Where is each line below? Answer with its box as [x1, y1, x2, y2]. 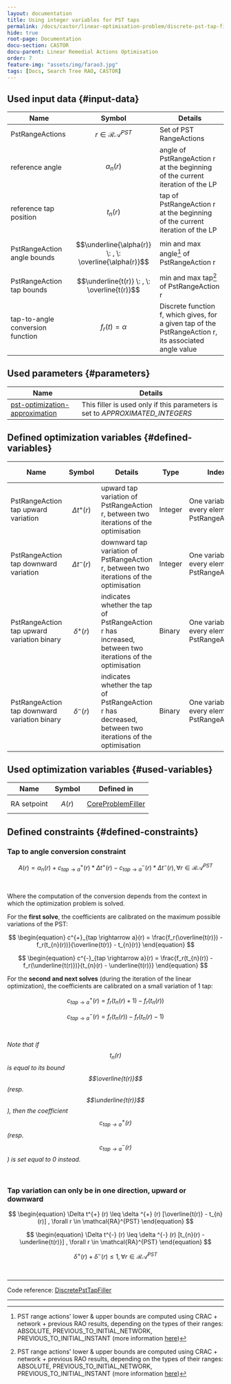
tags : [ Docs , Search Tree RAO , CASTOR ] [7, 67, 122, 74]
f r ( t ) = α [100, 322, 127, 333]
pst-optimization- [10, 400, 70, 409]
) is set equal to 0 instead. [7, 1156, 81, 1164]
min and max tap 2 [159, 271, 217, 282]
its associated [159, 335, 205, 345]
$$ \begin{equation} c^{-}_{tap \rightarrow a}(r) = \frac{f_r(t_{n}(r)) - [18, 954, 213, 962]
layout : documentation [7, 10, 72, 17]
